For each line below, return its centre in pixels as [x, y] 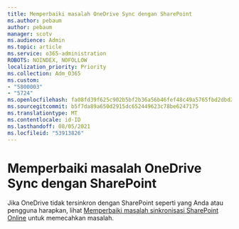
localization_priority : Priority [57, 67]
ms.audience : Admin [36, 41]
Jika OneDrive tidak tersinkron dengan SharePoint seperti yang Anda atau [116, 203]
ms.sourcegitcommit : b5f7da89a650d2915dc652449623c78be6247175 [103, 107]
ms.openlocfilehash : [38, 100]
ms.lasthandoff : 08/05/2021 [49, 126]
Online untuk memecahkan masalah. [60, 218]
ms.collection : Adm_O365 [44, 73]
